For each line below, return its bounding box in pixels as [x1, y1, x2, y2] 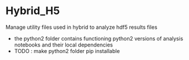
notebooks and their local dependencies [14, 41, 114, 48]
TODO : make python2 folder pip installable [14, 47, 120, 54]
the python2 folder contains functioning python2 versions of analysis [14, 35, 184, 42]
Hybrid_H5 [5, 4, 60, 18]
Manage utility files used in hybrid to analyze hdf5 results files [5, 24, 158, 31]
